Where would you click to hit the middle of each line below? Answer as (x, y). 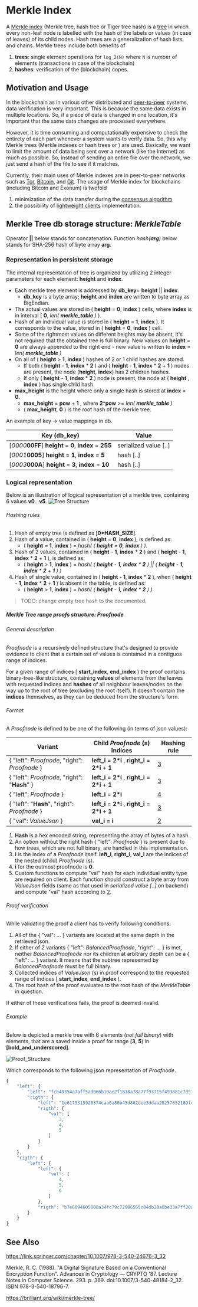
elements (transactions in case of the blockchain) (75, 63)
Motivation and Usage (47, 88)
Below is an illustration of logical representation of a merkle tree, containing (98, 495)
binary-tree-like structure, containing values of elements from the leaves (95, 678)
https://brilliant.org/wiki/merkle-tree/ (51, 1298)
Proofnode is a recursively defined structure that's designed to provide (92, 647)
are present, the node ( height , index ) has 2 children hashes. (97, 372)
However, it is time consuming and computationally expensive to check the (97, 132)
